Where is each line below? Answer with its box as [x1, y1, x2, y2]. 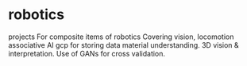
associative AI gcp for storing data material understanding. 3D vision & [8, 40, 240, 49]
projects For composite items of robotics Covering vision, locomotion [8, 32, 234, 41]
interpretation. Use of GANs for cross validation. [8, 49, 165, 58]
